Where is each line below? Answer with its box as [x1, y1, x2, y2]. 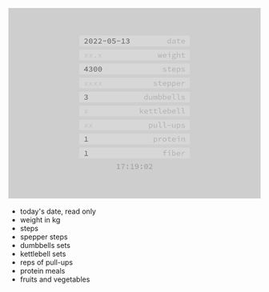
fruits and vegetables [19, 274, 90, 284]
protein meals [19, 266, 66, 275]
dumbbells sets [19, 240, 70, 250]
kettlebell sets [19, 249, 66, 258]
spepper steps [19, 232, 68, 242]
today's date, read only [19, 206, 96, 216]
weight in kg [19, 214, 61, 224]
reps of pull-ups [19, 257, 74, 267]
